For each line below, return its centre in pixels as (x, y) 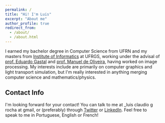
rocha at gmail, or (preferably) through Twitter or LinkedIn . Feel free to (76, 110)
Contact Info (25, 93)
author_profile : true (27, 23)
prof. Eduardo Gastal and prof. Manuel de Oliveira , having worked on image (81, 61)
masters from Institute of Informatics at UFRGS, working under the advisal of (82, 56)
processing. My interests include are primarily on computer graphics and (79, 66)
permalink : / (18, 10)
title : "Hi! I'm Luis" (28, 14)
